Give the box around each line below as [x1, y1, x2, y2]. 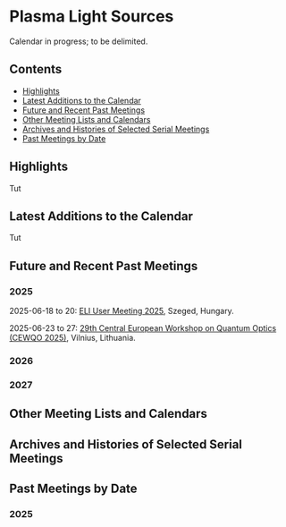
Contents [9, 62, 63, 77]
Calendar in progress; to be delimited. [9, 36, 148, 47]
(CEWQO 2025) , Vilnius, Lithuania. [9, 333, 136, 344]
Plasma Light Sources [9, 6, 174, 27]
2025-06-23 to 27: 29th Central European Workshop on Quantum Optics [9, 323, 277, 334]
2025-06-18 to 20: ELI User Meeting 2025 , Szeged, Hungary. [9, 306, 234, 317]
